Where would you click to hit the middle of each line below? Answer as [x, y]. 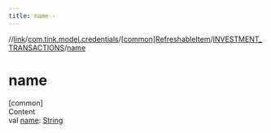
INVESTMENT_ [238, 39]
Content [22, 111]
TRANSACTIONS [37, 47]
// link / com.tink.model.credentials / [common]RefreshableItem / [111, 39]
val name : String [36, 120]
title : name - [33, 16]
